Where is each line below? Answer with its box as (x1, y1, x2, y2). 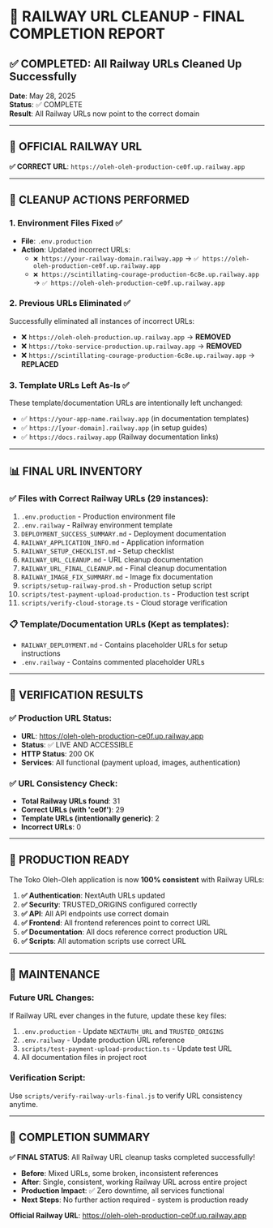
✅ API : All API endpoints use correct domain (20, 908, 169, 918)
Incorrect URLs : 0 (20, 822, 82, 832)
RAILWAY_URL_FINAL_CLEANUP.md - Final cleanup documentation (20, 563, 228, 573)
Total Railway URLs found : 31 (20, 796, 121, 806)
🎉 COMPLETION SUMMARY (9, 1131, 151, 1144)
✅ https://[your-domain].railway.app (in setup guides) (20, 423, 207, 433)
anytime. (9, 1099, 39, 1109)
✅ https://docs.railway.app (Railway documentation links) (20, 432, 220, 442)
